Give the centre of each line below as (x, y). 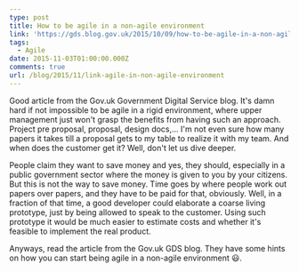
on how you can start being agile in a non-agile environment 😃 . (126, 258)
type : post (29, 17)
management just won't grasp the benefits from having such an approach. (145, 119)
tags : (19, 42)
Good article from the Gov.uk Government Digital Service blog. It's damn (142, 100)
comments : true (37, 68)
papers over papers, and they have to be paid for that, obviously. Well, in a (145, 193)
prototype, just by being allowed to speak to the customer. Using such (138, 212)
